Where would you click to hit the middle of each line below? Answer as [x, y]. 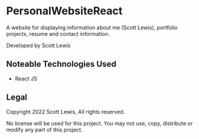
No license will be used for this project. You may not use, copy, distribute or [99, 123]
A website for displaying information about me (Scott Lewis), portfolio [92, 27]
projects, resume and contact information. [58, 33]
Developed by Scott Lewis [38, 45]
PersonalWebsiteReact [64, 11]
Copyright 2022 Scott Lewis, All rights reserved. [66, 112]
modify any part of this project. [44, 129]
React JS [26, 78]
